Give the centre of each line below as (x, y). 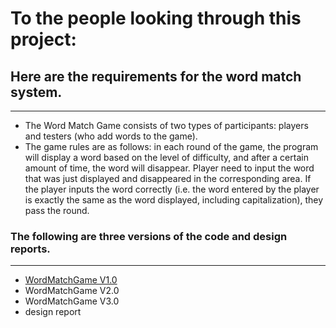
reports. (30, 249)
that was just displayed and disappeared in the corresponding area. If (168, 178)
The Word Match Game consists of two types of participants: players (166, 125)
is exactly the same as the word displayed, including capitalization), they (174, 200)
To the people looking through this (156, 18)
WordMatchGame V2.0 (72, 291)
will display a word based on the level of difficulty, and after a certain (166, 157)
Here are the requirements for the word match (156, 76)
